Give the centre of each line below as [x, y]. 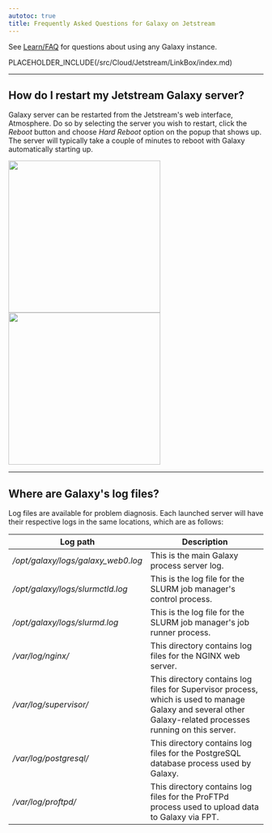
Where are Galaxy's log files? [84, 494]
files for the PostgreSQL [195, 754]
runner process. [181, 633]
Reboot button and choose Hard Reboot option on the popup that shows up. [135, 132]
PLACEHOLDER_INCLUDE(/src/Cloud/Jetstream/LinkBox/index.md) [121, 62]
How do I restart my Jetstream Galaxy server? [127, 95]
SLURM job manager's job [200, 623]
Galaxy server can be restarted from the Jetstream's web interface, [121, 115]
